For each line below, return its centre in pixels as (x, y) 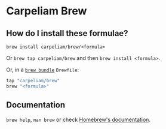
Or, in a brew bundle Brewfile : (43, 70)
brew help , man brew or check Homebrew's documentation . (79, 119)
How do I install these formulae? (67, 33)
